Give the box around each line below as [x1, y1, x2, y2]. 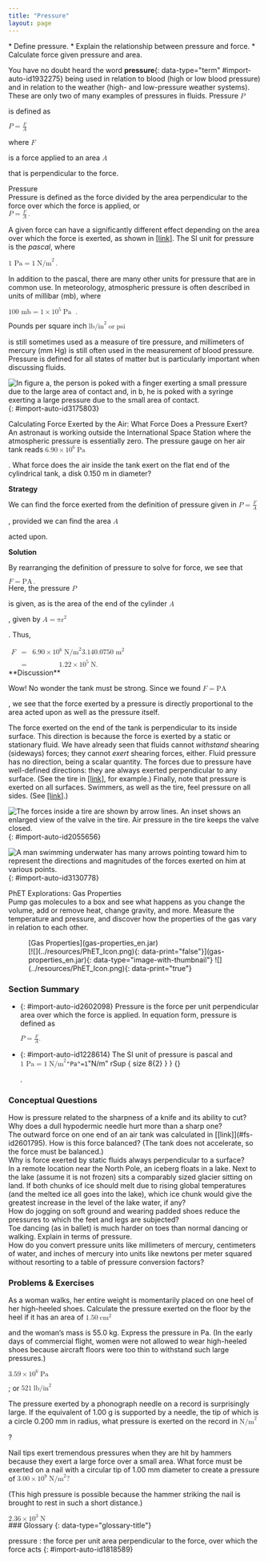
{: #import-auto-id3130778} [8, 873, 100, 882]
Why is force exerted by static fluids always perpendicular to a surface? [8, 1155, 246, 1165]
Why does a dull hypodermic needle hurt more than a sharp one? [8, 1122, 222, 1131]
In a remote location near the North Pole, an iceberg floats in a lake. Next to [8, 1164, 257, 1174]
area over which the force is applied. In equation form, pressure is [19, 1010, 238, 1019]
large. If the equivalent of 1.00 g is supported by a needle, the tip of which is [8, 1407, 259, 1417]
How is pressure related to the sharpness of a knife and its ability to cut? [8, 1113, 247, 1122]
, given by [8, 614, 42, 624]
